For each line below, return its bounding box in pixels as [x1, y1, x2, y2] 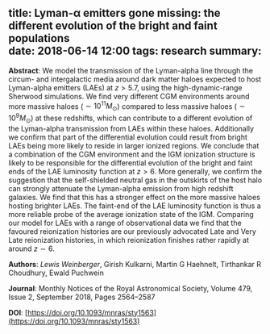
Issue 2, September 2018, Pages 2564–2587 [8, 292, 156, 302]
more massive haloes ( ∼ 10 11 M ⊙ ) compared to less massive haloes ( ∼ [8, 100, 246, 113]
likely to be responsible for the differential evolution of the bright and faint [8, 157, 253, 168]
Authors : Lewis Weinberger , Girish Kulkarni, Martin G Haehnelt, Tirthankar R [8, 259, 262, 269]
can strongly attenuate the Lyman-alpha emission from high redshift [8, 183, 234, 193]
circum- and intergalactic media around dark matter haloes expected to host [8, 74, 262, 84]
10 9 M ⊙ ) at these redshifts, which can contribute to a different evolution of [8, 112, 253, 124]
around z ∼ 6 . [8, 244, 55, 253]
